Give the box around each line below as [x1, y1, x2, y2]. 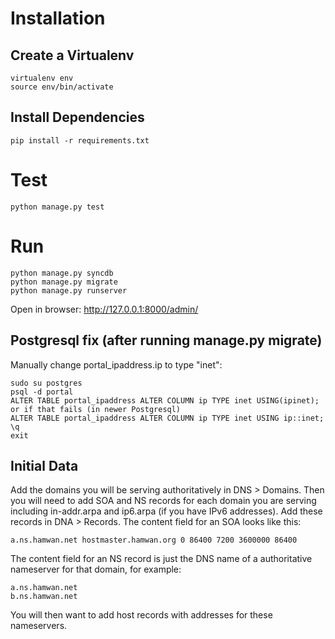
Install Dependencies [10, 109, 145, 126]
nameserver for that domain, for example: [10, 563, 182, 576]
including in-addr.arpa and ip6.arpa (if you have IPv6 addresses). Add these [10, 505, 323, 517]
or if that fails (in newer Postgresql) [10, 404, 182, 414]
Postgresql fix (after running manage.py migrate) [10, 332, 323, 349]
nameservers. [10, 620, 68, 632]
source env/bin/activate [10, 82, 114, 92]
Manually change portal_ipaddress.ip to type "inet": [10, 358, 223, 371]
